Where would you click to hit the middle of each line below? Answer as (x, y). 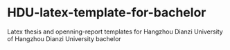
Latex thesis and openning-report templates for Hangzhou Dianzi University (115, 32)
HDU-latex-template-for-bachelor (107, 13)
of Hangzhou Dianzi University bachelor (64, 38)
